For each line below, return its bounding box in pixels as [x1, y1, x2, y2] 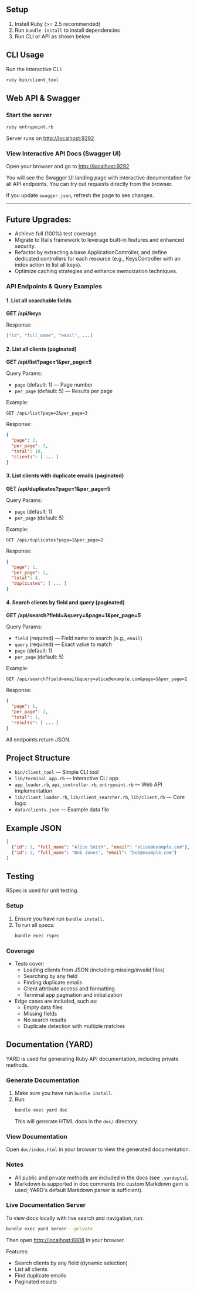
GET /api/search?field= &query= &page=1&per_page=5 [6, 612, 141, 619]
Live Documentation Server [6, 1201, 86, 1209]
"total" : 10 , [11, 448, 43, 454]
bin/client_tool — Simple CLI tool [14, 768, 99, 776]
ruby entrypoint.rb [6, 124, 54, 130]
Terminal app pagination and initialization [23, 991, 123, 998]
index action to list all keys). [14, 261, 82, 268]
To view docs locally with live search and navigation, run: [6, 1215, 144, 1222]
